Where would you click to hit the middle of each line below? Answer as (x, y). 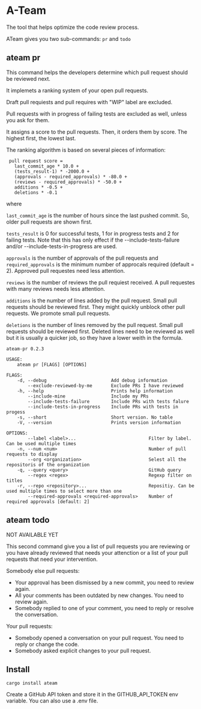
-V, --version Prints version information (99, 422)
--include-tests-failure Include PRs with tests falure (108, 401)
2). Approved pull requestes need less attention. (66, 270)
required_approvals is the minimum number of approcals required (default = (100, 264)
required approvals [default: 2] (48, 501)
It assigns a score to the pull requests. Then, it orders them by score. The (97, 132)
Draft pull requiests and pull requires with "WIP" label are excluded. (89, 102)
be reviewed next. (28, 78)
